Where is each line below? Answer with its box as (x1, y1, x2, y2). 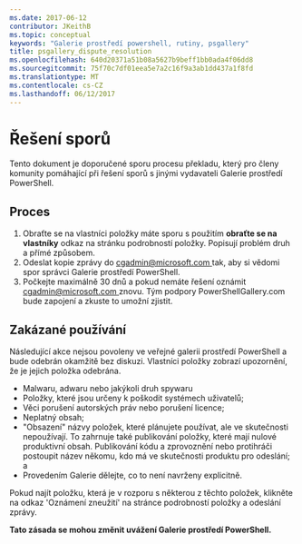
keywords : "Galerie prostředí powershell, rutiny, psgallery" (9, 38, 249, 48)
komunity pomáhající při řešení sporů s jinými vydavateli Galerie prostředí (9, 168, 283, 179)
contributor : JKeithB (9, 22, 92, 31)
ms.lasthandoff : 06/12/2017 (9, 89, 116, 98)
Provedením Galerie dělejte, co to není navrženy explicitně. (22, 470, 243, 481)
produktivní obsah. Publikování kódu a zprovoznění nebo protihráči (22, 441, 273, 452)
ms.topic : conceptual (9, 30, 92, 39)
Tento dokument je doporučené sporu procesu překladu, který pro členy (9, 158, 279, 169)
